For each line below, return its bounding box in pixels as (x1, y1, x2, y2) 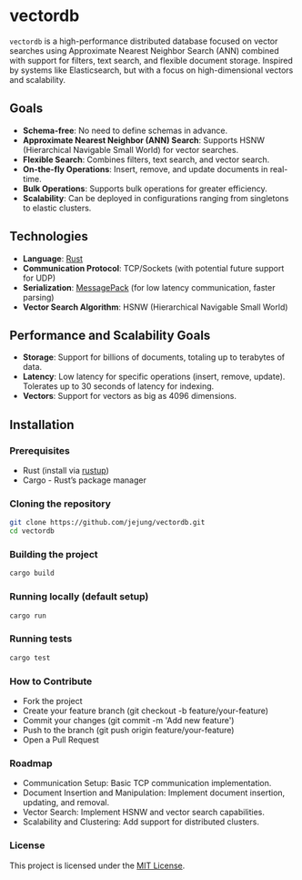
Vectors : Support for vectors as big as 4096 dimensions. (22, 391, 237, 402)
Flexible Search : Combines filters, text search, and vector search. (22, 154, 270, 165)
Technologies (9, 229, 89, 244)
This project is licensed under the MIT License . (9, 860, 186, 871)
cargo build (9, 568, 55, 578)
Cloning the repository (9, 497, 111, 510)
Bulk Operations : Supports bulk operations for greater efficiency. (22, 183, 267, 194)
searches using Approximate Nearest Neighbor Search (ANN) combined (9, 45, 279, 56)
